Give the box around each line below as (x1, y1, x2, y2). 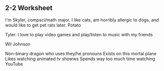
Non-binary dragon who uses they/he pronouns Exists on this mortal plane (5, 50, 157, 56)
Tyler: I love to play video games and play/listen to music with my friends (5, 31, 153, 37)
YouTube (5, 61, 23, 67)
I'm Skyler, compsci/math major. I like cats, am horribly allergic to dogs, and (5, 17, 159, 23)
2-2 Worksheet (5, 4, 53, 12)
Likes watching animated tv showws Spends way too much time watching (5, 56, 156, 62)
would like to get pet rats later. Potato (5, 22, 82, 28)
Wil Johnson (5, 41, 31, 47)
